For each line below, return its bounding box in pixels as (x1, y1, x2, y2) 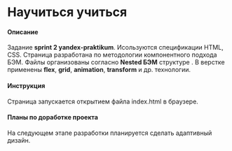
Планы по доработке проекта (7, 113, 98, 122)
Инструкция (7, 81, 46, 89)
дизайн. (7, 136, 31, 144)
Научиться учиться (7, 4, 128, 20)
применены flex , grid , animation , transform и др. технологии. (7, 66, 191, 74)
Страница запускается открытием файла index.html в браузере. (7, 97, 198, 106)
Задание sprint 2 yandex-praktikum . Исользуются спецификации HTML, (7, 43, 224, 52)
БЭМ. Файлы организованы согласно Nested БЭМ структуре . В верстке (7, 58, 226, 66)
